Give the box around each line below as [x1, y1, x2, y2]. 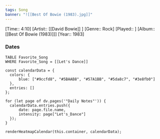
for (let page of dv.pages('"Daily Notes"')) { [5, 98, 106, 103]
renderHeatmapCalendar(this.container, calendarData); [5, 129, 122, 134]
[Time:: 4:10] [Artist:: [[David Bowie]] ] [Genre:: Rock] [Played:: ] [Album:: [5, 25, 155, 31]
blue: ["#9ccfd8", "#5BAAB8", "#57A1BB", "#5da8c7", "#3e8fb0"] [18, 76, 155, 81]
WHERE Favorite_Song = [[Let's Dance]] [5, 59, 88, 64]
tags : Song [5, 7, 28, 12]
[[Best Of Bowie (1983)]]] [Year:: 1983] [5, 31, 84, 37]
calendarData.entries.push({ [9, 103, 70, 108]
